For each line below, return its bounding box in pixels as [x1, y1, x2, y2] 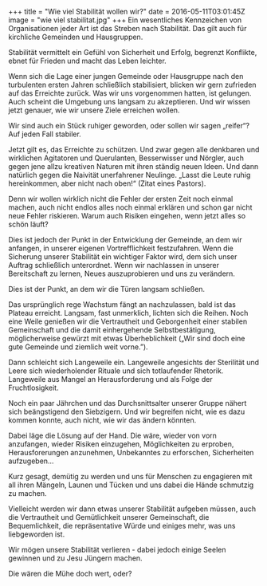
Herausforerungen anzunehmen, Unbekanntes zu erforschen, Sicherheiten [8, 448, 254, 457]
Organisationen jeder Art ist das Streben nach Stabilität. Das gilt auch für [8, 24, 247, 33]
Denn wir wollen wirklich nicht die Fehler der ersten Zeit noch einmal [8, 195, 234, 203]
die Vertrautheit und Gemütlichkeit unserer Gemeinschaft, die [8, 513, 210, 521]
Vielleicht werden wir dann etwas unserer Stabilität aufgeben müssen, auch [8, 504, 257, 513]
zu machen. [8, 489, 47, 498]
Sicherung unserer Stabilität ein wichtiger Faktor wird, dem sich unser [8, 252, 238, 262]
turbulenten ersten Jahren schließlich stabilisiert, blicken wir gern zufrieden [8, 80, 257, 89]
